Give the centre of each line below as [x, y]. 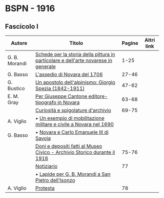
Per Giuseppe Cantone [61, 96]
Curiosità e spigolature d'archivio [73, 110]
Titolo [76, 43]
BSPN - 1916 [30, 9]
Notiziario [46, 166]
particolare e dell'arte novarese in [74, 60]
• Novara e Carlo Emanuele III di [72, 132]
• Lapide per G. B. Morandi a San [73, 174]
